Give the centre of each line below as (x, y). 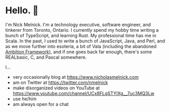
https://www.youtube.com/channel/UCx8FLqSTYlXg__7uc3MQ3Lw (83, 93)
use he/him (25, 99)
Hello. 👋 (22, 10)
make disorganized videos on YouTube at (56, 88)
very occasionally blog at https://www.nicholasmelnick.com (76, 77)
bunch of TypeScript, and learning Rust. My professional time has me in (81, 35)
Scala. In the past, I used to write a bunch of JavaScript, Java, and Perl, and (85, 41)
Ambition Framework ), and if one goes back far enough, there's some (79, 52)
